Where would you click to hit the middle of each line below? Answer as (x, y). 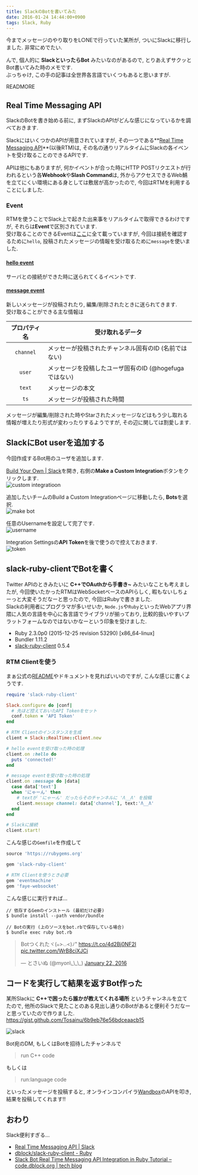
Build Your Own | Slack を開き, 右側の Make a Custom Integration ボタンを (95, 470)
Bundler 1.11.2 (31, 639)
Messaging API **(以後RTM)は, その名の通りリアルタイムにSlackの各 (90, 148)
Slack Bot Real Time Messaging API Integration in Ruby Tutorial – (93, 1160)
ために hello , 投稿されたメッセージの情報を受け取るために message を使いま (100, 241)
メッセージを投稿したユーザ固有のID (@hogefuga (116, 368)
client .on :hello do (32, 754)
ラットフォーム (24, 621)
